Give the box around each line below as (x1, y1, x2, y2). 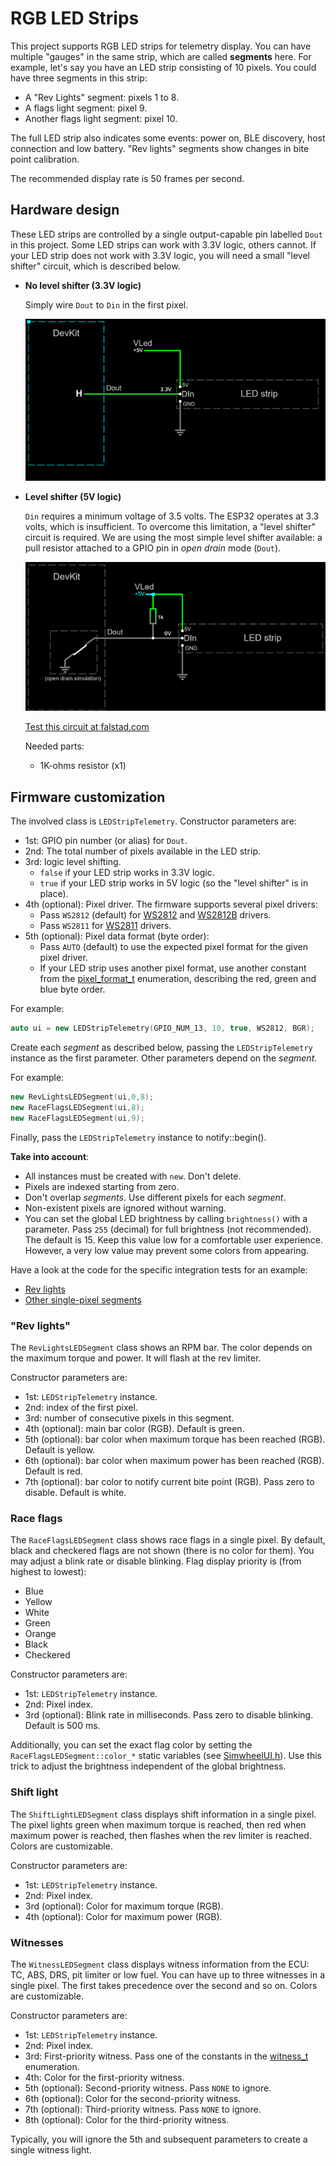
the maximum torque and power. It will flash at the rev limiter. (10, 1352, 262, 1364)
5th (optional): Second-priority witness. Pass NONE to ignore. (24, 2082, 272, 2094)
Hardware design (10, 202, 120, 219)
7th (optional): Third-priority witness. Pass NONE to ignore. (24, 2103, 262, 2115)
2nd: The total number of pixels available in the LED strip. (24, 845, 262, 857)
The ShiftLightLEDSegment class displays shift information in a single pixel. (10, 1808, 317, 1820)
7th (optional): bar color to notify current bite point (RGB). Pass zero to (24, 1476, 315, 1488)
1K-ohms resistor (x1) (39, 760, 127, 772)
